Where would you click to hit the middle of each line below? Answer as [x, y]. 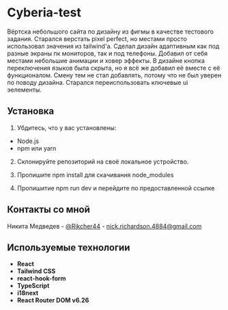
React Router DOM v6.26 [53, 300]
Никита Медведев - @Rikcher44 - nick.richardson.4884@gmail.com [104, 226]
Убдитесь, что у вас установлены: [67, 127]
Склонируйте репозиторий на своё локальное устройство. [103, 162]
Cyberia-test [44, 13]
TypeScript [33, 286]
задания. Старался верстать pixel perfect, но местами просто [97, 38]
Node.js [28, 141]
